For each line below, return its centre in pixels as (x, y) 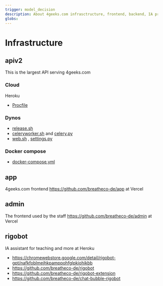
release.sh (22, 128)
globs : (12, 19)
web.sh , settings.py (32, 138)
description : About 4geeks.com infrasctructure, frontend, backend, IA (79, 14)
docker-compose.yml (33, 162)
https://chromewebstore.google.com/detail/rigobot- (64, 257)
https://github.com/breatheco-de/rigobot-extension (64, 273)
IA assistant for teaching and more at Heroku (50, 248)
